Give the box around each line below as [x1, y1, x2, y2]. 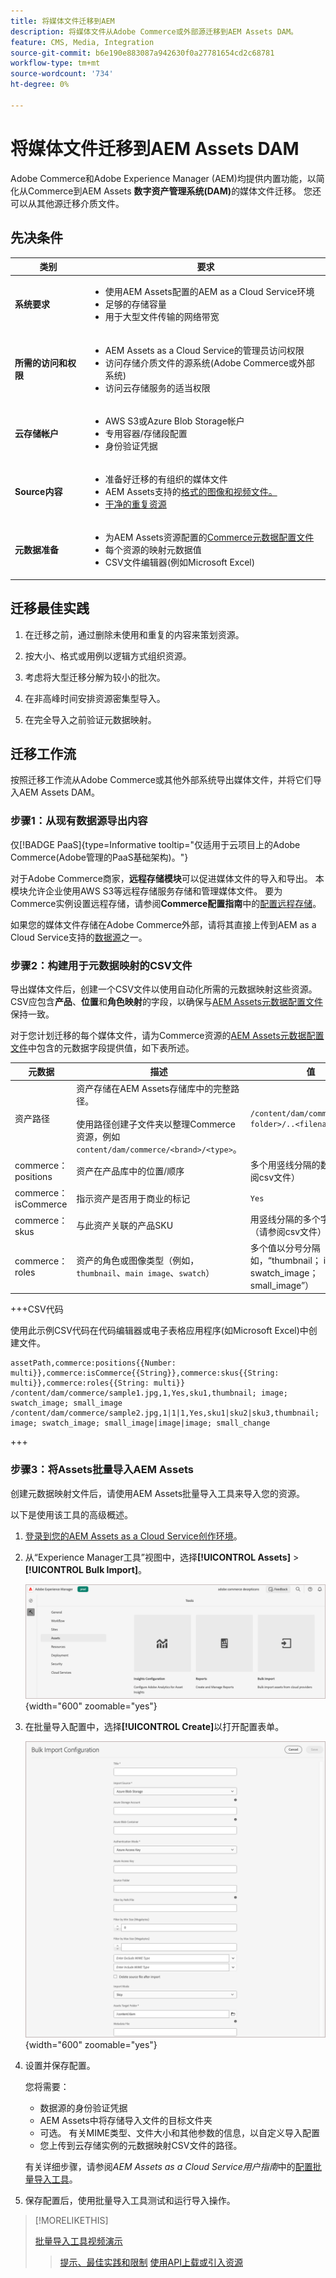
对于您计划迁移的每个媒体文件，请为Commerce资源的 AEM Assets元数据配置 [10, 1029, 325, 1041]
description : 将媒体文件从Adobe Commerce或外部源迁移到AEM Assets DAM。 [10, 26, 298, 37]
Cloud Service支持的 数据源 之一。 [10, 931, 148, 943]
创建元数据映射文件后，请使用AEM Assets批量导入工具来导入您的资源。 [10, 1487, 306, 1499]
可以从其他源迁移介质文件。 [10, 197, 125, 209]
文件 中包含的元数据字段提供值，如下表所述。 [10, 1041, 195, 1054]
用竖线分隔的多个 [249, 1213, 321, 1225]
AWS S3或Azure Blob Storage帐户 [104, 415, 245, 427]
